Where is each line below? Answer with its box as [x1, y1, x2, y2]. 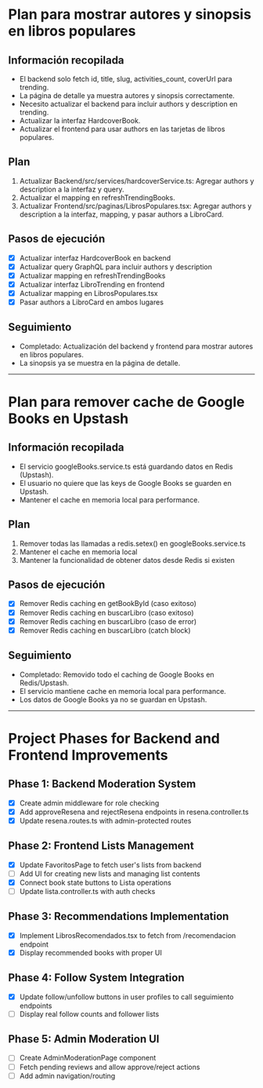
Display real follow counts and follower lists [19, 1009, 160, 1018]
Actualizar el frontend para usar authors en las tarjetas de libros [19, 124, 225, 133]
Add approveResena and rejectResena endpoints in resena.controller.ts [19, 807, 249, 816]
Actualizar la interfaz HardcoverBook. [19, 116, 141, 125]
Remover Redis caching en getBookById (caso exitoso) [19, 599, 197, 608]
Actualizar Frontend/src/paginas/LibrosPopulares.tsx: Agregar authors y [19, 201, 252, 210]
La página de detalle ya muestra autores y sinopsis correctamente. [19, 91, 235, 100]
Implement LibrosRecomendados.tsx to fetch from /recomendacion [19, 930, 236, 940]
